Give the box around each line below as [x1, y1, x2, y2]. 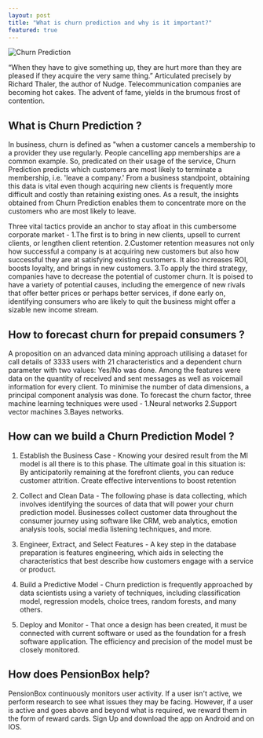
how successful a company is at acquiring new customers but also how [8, 247, 239, 256]
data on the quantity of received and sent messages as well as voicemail [8, 374, 243, 383]
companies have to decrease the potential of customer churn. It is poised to [8, 272, 254, 281]
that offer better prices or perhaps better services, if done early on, [8, 288, 226, 298]
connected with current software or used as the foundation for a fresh [19, 628, 247, 638]
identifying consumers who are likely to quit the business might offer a [8, 297, 236, 306]
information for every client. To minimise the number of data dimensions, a [8, 382, 250, 391]
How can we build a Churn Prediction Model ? [8, 429, 235, 444]
